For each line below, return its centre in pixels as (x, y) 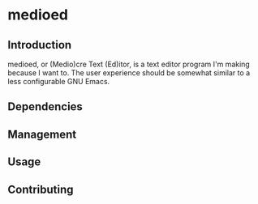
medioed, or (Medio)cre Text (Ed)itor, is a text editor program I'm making (129, 64)
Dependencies (45, 107)
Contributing (41, 189)
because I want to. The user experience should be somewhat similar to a (129, 73)
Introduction (40, 45)
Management (42, 134)
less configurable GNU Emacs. (59, 81)
